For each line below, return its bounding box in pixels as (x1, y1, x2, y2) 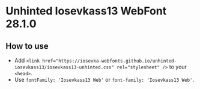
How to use (5, 41, 49, 51)
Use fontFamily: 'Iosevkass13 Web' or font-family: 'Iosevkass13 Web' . (14, 76, 195, 83)
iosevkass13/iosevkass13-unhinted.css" (14, 64, 115, 70)
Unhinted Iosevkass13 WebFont (5, 4, 167, 18)
